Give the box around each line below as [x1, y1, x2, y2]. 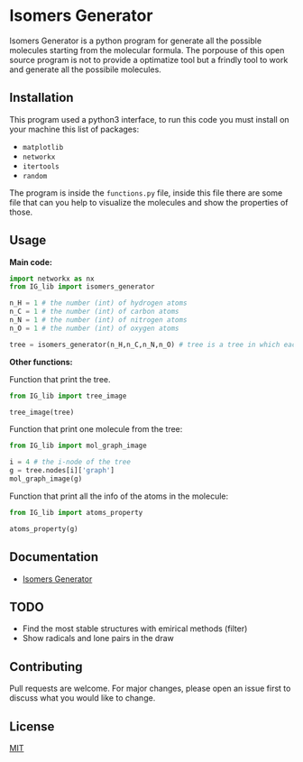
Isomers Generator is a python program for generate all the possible [9, 35, 262, 46]
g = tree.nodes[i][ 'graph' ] [9, 466, 115, 475]
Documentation [9, 549, 99, 565]
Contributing [9, 659, 83, 675]
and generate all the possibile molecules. [9, 64, 162, 75]
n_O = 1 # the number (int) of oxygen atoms [9, 324, 179, 333]
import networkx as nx [9, 274, 95, 283]
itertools [22, 161, 60, 171]
